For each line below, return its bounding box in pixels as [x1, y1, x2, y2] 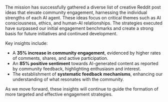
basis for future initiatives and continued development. [5, 31, 117, 36]
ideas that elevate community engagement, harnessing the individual [5, 9, 147, 15]
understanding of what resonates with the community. [12, 77, 124, 82]
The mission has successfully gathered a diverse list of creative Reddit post [5, 4, 161, 10]
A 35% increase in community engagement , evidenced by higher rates [12, 50, 161, 56]
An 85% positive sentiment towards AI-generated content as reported [12, 61, 158, 66]
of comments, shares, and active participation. [12, 55, 108, 61]
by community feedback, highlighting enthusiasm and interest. [12, 66, 141, 72]
